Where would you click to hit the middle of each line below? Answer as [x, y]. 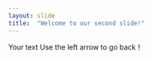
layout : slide [32, 16]
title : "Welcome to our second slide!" [77, 23]
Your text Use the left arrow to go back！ [76, 47]
